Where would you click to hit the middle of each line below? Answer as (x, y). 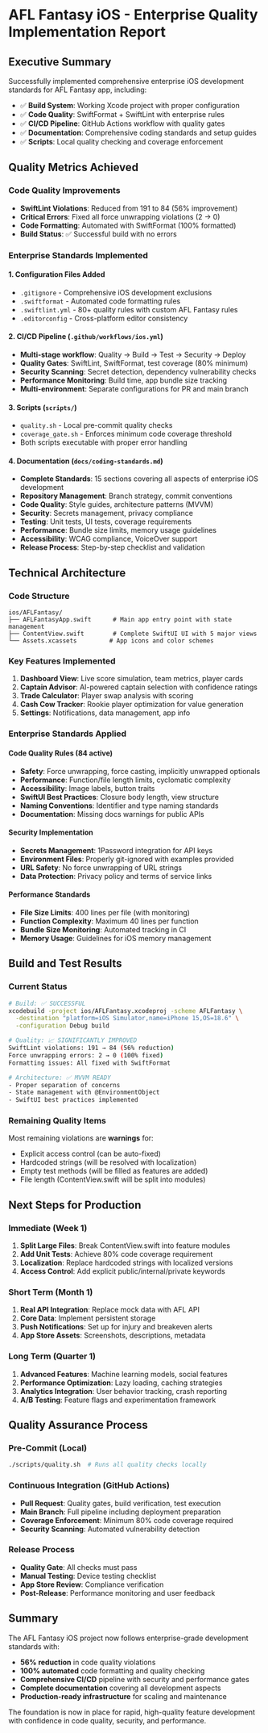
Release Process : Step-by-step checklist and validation (112, 547)
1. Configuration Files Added (57, 274)
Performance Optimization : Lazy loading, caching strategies (121, 1383)
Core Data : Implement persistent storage (88, 1318)
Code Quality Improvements (64, 190)
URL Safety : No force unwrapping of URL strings (101, 867)
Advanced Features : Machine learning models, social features (124, 1374)
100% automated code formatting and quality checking (112, 1670)
